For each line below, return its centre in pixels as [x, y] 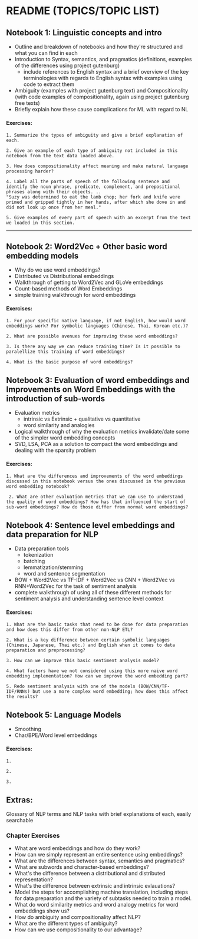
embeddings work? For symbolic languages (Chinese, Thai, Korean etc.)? [97, 326]
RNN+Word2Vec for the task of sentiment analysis [75, 586]
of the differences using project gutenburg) [67, 65]
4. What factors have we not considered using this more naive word [92, 671]
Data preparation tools [42, 548]
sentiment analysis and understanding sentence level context [89, 599]
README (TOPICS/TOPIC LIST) [83, 11]
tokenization [38, 555]
